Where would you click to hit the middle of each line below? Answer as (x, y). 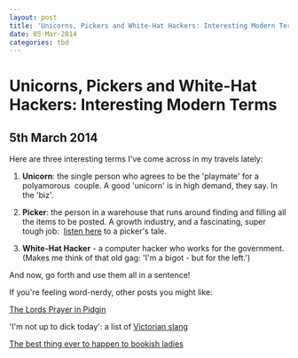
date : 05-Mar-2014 (43, 34)
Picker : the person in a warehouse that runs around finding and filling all (154, 212)
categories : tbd (39, 42)
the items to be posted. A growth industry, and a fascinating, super (144, 222)
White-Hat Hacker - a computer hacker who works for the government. (153, 249)
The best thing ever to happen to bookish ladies (96, 344)
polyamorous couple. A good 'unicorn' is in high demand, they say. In (149, 186)
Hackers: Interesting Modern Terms (143, 105)
